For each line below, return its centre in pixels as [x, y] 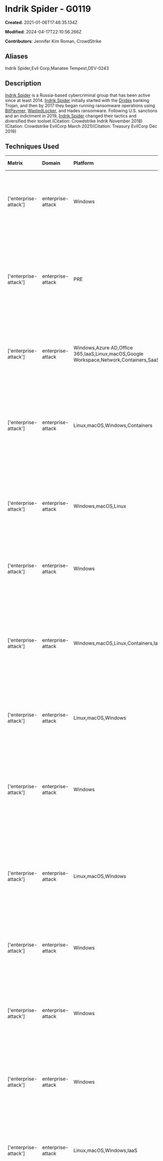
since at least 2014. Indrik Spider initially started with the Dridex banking [77, 100]
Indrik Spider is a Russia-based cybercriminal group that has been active [78, 95]
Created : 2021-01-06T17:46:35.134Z [41, 22]
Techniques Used [32, 146]
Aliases [16, 57]
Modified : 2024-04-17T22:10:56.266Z [43, 32]
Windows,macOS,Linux [100, 506]
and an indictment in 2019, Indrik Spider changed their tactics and [71, 116]
